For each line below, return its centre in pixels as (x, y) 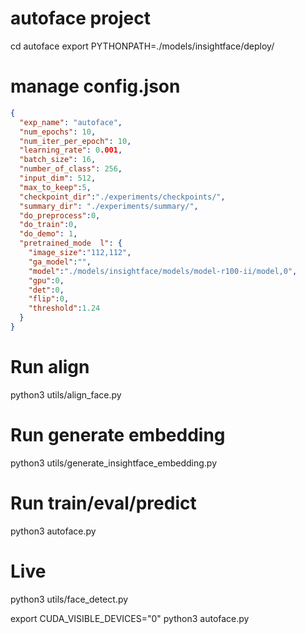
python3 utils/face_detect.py (69, 599)
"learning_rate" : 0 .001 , (71, 150)
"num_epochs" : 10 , (58, 132)
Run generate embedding (118, 435)
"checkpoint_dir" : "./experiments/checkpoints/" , (122, 197)
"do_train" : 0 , (48, 225)
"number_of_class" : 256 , (71, 169)
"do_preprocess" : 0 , (60, 215)
